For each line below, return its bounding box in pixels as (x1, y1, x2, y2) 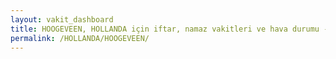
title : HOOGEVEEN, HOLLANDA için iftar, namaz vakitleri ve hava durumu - (10, 24, 329, 34)
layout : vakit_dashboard (10, 14, 114, 25)
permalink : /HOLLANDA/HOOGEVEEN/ (10, 33, 150, 43)
